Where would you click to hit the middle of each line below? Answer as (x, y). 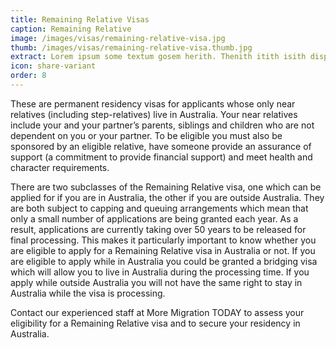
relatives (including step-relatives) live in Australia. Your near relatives (154, 114)
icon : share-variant (53, 66)
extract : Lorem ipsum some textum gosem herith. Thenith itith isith (158, 57)
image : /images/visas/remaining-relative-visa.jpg (118, 38)
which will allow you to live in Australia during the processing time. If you (160, 272)
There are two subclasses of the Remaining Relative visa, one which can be (166, 187)
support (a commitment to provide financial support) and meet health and (161, 157)
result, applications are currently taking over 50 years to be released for (158, 229)
